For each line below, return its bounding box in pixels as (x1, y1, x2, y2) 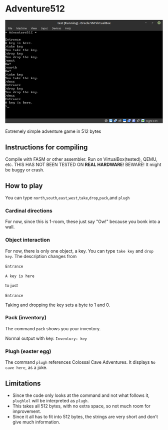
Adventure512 (5, 3, 65, 15)
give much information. (12, 419, 60, 425)
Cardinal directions (5, 207, 52, 214)
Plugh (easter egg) (5, 348, 51, 355)
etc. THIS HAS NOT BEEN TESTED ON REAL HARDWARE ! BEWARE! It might (5, 161, 161, 168)
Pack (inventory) (5, 314, 46, 321)
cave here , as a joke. (5, 364, 47, 371)
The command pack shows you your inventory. (5, 325, 101, 331)
